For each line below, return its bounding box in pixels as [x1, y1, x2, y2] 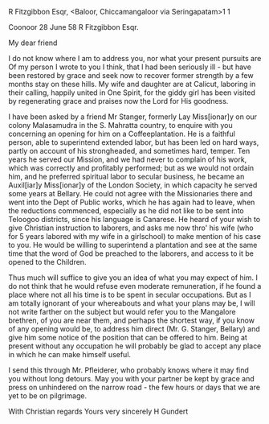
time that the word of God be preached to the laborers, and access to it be [8, 249, 255, 258]
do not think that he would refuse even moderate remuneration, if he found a [8, 282, 262, 290]
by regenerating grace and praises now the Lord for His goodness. [8, 97, 229, 105]
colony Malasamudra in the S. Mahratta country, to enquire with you [8, 121, 233, 130]
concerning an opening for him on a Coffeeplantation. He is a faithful [8, 129, 235, 138]
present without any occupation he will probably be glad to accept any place [8, 341, 262, 351]
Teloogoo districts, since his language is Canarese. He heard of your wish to [8, 215, 261, 224]
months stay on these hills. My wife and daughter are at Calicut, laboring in [8, 80, 256, 89]
